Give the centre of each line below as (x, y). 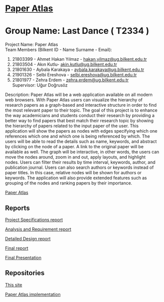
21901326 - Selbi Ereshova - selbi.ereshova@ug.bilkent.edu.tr (74, 75)
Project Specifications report (34, 220)
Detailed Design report (28, 238)
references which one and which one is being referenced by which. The (78, 136)
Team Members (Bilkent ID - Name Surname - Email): (59, 50)
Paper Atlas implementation (33, 294)
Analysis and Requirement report (38, 229)
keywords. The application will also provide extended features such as (76, 178)
